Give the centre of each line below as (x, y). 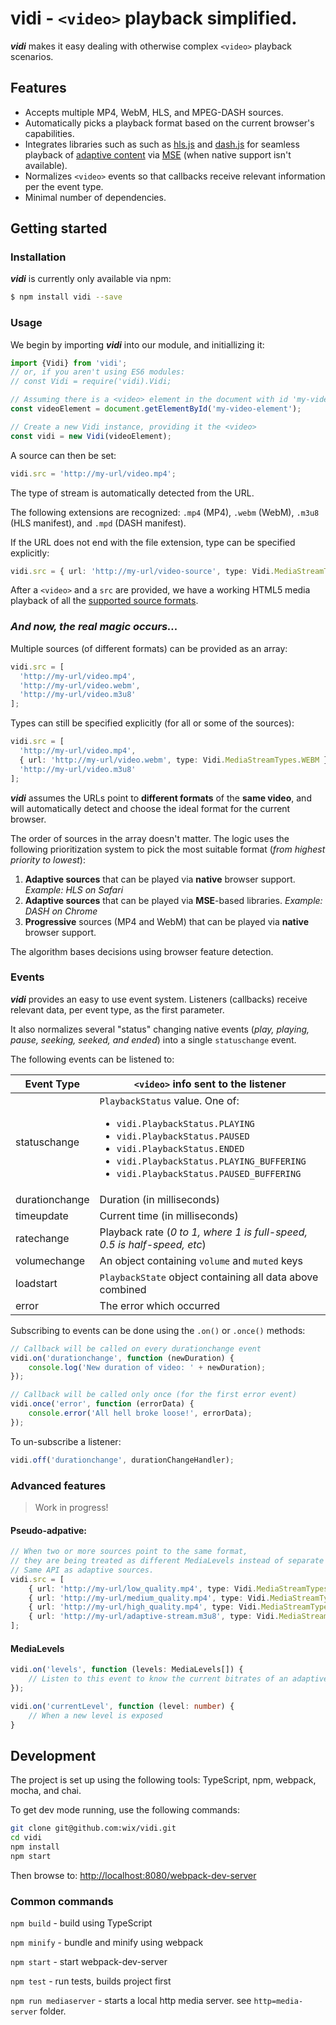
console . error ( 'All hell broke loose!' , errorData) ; (140, 1413)
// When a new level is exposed (95, 1715)
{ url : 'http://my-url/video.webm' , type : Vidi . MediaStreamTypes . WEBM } (174, 760)
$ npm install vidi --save (66, 297)
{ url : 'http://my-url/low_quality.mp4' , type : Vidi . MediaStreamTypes (178, 1588)
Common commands (62, 1901)
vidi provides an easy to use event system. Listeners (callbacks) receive (159, 999)
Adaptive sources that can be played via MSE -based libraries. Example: (173, 900)
